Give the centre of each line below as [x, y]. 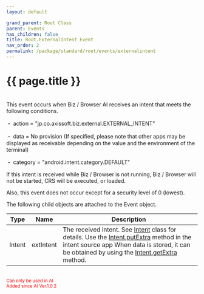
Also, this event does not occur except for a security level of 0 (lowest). [96, 193]
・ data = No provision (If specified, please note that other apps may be [96, 136]
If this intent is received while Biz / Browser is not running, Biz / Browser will [101, 174]
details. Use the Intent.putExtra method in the [127, 237]
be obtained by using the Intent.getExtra [120, 252]
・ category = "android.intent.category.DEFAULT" [68, 162]
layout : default [27, 12]
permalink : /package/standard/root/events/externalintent [81, 51]
